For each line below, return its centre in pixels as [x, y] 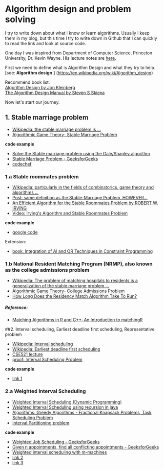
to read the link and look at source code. [46, 43]
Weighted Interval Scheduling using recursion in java [65, 407]
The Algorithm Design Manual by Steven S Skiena [55, 93]
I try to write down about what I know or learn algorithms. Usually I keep [77, 33]
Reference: [17, 307]
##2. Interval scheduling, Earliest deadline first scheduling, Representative [80, 329]
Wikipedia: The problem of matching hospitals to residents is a [75, 281]
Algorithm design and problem [68, 9]
